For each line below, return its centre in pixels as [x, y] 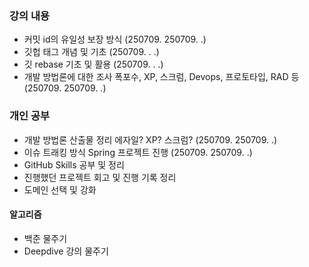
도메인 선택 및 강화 [60, 189]
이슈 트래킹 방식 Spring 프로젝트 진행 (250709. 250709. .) [138, 152]
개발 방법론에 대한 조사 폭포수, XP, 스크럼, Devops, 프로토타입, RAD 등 [161, 77]
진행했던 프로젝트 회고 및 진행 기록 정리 [100, 177]
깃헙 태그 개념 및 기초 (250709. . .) [91, 52]
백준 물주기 [45, 238]
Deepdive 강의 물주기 [66, 251]
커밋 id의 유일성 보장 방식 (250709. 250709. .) [115, 39]
